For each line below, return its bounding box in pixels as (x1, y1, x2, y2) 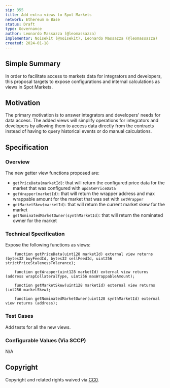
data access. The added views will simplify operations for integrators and (5, 118, 159, 124)
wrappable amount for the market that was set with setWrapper (12, 196, 144, 202)
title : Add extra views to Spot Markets (5, 12, 92, 17)
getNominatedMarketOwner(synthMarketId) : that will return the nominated (12, 212, 163, 218)
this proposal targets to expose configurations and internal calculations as (5, 78, 160, 85)
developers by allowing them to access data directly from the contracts (5, 123, 154, 129)
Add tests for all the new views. (5, 324, 71, 330)
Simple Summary (5, 60, 61, 68)
